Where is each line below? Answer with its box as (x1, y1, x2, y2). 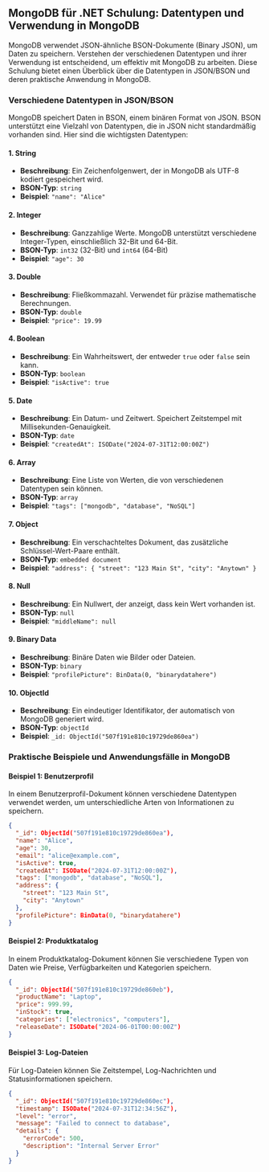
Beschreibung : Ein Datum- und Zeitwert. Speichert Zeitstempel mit (19, 414, 243, 423)
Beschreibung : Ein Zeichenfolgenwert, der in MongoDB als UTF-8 (19, 166, 239, 176)
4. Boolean (8, 333, 46, 344)
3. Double (8, 272, 42, 282)
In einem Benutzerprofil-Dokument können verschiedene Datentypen (8, 789, 237, 798)
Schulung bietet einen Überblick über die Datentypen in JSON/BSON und (8, 66, 251, 76)
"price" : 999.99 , (15, 1000, 74, 1009)
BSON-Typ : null (19, 607, 75, 617)
